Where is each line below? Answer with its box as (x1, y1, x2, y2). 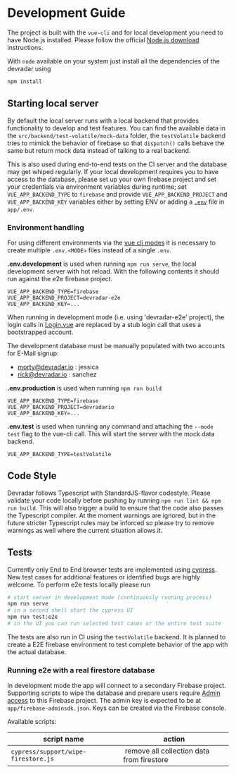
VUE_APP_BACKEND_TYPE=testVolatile (7, 450, 112, 457)
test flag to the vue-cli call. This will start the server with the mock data (7, 429, 215, 438)
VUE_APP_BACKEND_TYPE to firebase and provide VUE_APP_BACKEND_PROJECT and (7, 190, 228, 198)
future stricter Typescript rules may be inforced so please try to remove (7, 518, 214, 527)
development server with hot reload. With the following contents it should (7, 266, 220, 276)
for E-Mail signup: (7, 349, 59, 357)
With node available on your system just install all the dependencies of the (7, 56, 220, 65)
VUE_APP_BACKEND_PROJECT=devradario (7, 403, 114, 410)
